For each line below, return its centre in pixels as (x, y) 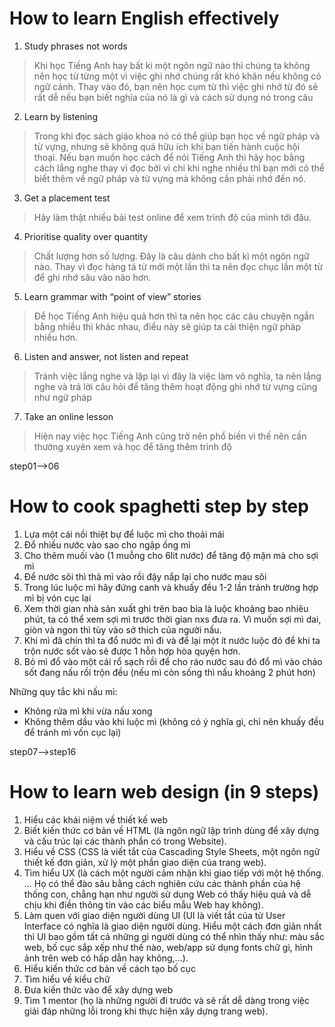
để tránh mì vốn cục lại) (72, 732)
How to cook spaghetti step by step (159, 506)
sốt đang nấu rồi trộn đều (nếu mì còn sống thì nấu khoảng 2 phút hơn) (169, 672)
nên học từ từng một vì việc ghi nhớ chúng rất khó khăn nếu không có (177, 76)
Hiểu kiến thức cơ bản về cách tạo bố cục (109, 968)
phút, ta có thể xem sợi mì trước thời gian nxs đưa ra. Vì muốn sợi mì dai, (172, 619)
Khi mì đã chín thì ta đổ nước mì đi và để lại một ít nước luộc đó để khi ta (172, 640)
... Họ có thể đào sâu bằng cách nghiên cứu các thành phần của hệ (162, 883)
